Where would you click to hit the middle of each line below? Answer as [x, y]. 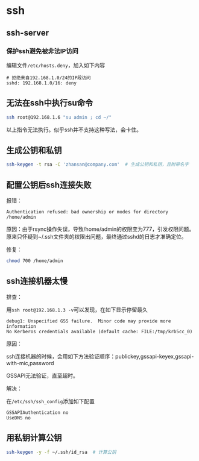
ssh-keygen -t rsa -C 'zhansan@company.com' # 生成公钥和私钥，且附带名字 [97, 165]
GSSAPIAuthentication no [37, 412]
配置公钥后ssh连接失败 [49, 185]
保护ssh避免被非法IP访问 [42, 51]
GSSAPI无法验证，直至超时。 [42, 375]
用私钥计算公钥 [34, 438]
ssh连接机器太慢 [37, 281]
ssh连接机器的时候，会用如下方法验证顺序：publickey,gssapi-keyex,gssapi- [100, 356]
